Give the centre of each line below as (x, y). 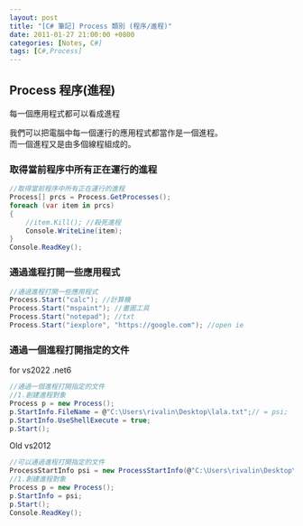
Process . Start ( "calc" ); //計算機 (70, 300)
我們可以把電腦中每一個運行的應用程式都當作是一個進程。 (116, 133)
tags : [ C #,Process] (46, 51)
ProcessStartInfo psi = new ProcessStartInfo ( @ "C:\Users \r (123, 471)
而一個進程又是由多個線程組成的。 (73, 143)
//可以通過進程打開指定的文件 (57, 462)
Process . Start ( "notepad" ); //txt (72, 317)
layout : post (34, 18)
